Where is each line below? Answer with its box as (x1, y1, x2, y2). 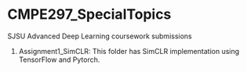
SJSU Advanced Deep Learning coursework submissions (7, 31, 193, 41)
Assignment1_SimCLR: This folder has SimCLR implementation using (18, 46, 240, 56)
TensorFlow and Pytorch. (18, 55, 100, 64)
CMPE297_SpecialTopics (7, 5, 172, 23)
